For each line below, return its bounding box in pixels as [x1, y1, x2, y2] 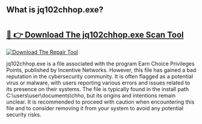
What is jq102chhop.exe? [6, 5, 104, 15]
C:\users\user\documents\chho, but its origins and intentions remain [6, 92, 176, 99]
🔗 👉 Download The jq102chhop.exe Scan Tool [6, 29, 184, 40]
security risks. [6, 111, 42, 118]
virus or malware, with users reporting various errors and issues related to [6, 79, 191, 86]
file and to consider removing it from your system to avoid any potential [6, 105, 184, 111]
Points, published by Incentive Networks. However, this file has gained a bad [6, 66, 197, 74]
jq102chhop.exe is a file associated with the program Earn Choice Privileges [6, 60, 195, 67]
